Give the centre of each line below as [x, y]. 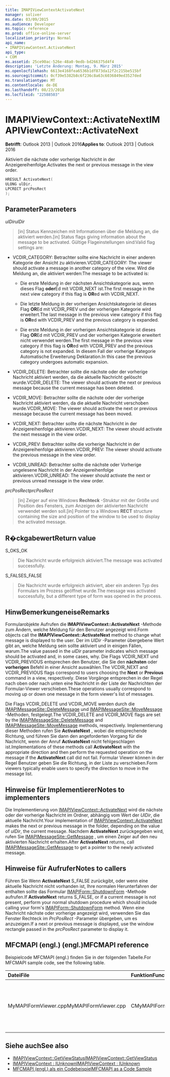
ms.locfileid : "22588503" [32, 95]
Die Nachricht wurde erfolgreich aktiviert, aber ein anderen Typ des [88, 586]
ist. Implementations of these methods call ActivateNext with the [73, 747]
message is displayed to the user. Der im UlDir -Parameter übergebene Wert [85, 641]
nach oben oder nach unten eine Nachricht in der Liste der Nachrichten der [84, 684]
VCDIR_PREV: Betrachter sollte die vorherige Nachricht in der [76, 444]
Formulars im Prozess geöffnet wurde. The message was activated [87, 591]
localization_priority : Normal [38, 38]
